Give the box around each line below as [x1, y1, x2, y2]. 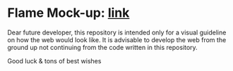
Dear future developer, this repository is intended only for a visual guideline [7, 28, 227, 37]
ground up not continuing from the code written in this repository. [7, 43, 198, 51]
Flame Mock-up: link [7, 5, 130, 21]
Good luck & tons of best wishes [7, 56, 102, 65]
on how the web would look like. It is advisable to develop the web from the [7, 35, 227, 44]
